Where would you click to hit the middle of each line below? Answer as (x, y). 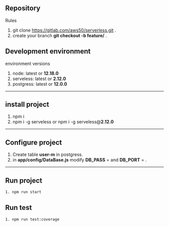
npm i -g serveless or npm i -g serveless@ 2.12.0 (63, 122)
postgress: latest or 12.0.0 (40, 84)
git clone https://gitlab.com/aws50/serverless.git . (64, 30)
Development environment (48, 52)
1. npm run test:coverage (32, 219)
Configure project (33, 142)
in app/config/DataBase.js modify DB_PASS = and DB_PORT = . (79, 160)
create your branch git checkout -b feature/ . (60, 35)
